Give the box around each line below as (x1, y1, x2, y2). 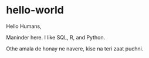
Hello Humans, (6, 23, 42, 30)
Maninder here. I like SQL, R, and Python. (6, 34, 106, 41)
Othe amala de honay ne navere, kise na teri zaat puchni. (6, 45, 144, 52)
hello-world (6, 3, 65, 17)
